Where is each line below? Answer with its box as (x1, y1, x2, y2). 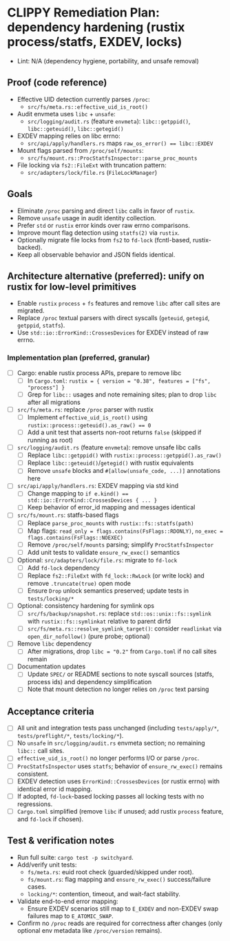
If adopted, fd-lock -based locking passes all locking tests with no (17, 792, 205, 800)
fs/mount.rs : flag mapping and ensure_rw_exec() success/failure (27, 875, 211, 883)
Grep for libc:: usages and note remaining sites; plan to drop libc (27, 390, 217, 399)
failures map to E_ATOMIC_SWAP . (27, 911, 114, 920)
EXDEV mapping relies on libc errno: (17, 131, 121, 140)
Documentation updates (17, 662, 86, 670)
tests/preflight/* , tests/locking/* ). (17, 732, 124, 740)
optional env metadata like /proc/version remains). (17, 926, 163, 934)
